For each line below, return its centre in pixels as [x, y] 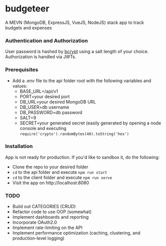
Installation [19, 146]
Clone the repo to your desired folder [50, 167]
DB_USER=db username [44, 107]
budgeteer [27, 9]
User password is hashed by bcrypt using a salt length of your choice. [77, 52]
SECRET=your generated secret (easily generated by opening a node [90, 123]
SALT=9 [28, 118]
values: [20, 86]
